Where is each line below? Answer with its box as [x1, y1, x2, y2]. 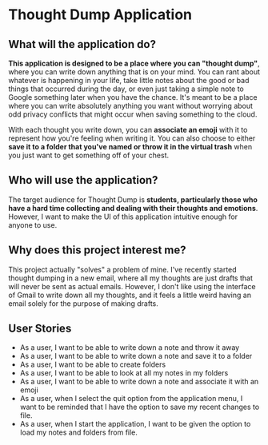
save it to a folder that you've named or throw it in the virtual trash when [8, 142, 253, 151]
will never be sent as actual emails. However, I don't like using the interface [8, 281, 256, 291]
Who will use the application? [8, 173, 158, 187]
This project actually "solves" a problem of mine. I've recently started [8, 264, 238, 274]
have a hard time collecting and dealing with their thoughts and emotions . [8, 203, 258, 213]
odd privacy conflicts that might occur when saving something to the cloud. [8, 109, 258, 119]
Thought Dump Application [8, 6, 193, 24]
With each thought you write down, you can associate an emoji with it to [8, 125, 248, 134]
